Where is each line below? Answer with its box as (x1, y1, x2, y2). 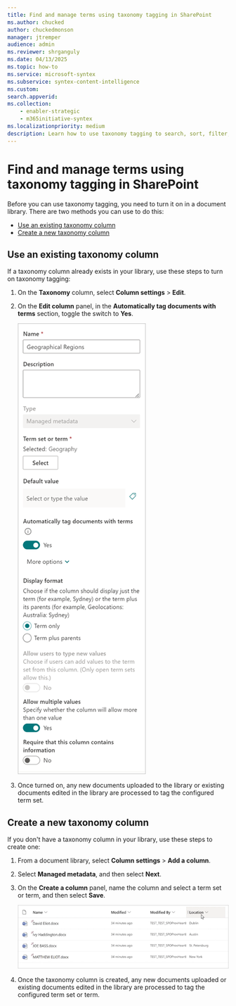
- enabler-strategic (20, 108, 80, 115)
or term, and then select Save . (17, 891, 105, 900)
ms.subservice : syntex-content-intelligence (7, 78, 140, 85)
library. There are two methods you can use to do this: (7, 207, 164, 215)
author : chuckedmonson (7, 26, 74, 33)
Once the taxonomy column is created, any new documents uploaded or (17, 976, 227, 984)
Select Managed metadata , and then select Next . (17, 870, 162, 879)
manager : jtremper (7, 34, 61, 41)
